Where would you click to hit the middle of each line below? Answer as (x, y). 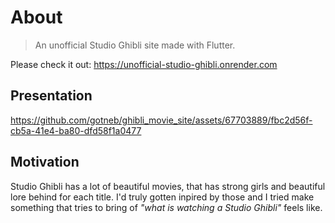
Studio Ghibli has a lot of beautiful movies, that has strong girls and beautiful (168, 186)
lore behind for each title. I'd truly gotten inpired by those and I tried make (162, 197)
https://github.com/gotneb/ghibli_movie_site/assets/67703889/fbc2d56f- (161, 120)
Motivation (45, 162)
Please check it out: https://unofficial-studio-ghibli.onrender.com (144, 64)
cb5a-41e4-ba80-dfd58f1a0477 (76, 130)
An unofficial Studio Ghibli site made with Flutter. (135, 45)
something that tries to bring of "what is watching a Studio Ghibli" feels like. (166, 207)
